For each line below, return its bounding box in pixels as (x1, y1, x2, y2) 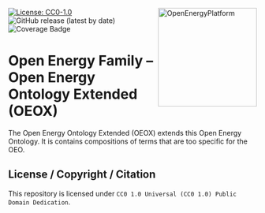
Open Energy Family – (8, 52, 154, 70)
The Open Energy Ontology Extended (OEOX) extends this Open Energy (8, 128, 242, 137)
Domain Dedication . (8, 197, 71, 207)
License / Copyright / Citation (8, 168, 156, 181)
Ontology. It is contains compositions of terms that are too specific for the (8, 136, 248, 146)
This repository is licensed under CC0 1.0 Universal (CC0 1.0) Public (8, 189, 237, 198)
